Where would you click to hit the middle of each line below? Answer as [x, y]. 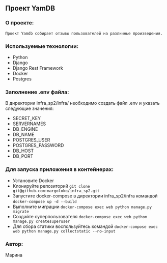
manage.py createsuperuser [41, 221]
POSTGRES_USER [31, 140]
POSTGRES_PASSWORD [38, 145]
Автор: [14, 244]
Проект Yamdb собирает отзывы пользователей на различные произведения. [84, 33]
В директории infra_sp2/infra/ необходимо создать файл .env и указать [82, 103]
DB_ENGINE [25, 129]
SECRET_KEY [27, 119]
